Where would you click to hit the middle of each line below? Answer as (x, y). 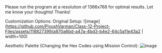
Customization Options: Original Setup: (44, 21)
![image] (92, 21)
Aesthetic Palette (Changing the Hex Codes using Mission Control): (72, 46)
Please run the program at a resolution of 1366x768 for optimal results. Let (79, 7)
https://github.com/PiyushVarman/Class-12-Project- (58, 26)
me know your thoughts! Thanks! (38, 12)
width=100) (16, 36)
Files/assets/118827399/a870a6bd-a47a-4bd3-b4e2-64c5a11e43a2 (73, 31)
